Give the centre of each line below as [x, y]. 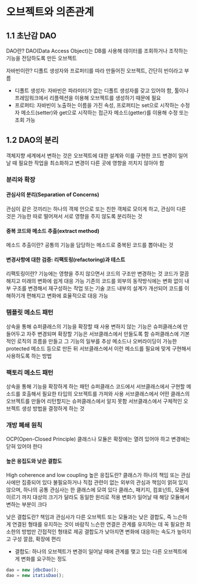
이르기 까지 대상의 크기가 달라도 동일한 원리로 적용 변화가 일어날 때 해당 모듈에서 [98, 497]
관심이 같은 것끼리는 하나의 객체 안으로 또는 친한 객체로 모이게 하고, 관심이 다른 [96, 209]
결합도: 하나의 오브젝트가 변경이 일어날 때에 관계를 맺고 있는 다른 [88, 552]
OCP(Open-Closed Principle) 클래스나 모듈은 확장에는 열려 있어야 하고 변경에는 [98, 439]
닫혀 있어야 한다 [24, 446]
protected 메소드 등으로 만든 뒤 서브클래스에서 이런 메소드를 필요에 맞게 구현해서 [98, 348]
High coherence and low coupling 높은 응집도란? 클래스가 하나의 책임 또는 [93, 475]
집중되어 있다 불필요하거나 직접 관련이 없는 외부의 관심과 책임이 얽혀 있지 [105, 482]
